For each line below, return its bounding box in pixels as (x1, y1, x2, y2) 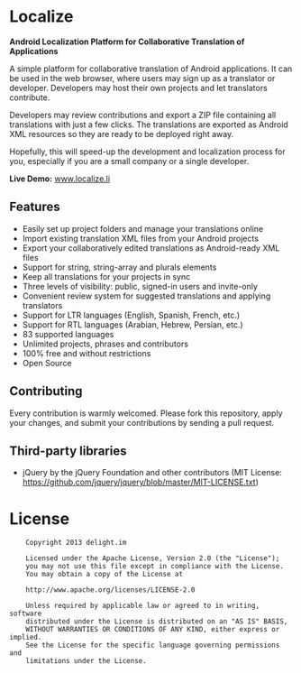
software (9, 609, 42, 619)
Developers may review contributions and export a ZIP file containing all (9, 109, 277, 120)
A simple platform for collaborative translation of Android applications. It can (9, 63, 293, 74)
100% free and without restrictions (22, 347, 151, 358)
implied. (9, 633, 42, 642)
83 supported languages (22, 328, 114, 339)
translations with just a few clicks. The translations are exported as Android (9, 119, 288, 130)
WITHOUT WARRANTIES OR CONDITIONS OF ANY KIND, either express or (25, 625, 280, 634)
